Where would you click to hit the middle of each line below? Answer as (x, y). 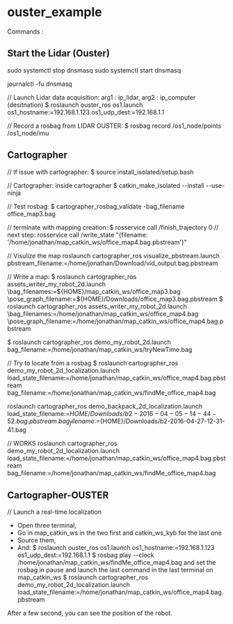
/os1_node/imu (28, 133)
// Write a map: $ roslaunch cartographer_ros (72, 276)
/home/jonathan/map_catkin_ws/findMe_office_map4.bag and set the (116, 563)
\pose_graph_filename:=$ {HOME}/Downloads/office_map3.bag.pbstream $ (115, 299)
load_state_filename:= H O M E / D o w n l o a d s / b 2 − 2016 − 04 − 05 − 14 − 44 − (112, 413)
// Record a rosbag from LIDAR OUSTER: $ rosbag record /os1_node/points (114, 126)
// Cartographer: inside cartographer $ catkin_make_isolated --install (106, 185)
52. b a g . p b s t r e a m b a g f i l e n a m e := (54, 422)
